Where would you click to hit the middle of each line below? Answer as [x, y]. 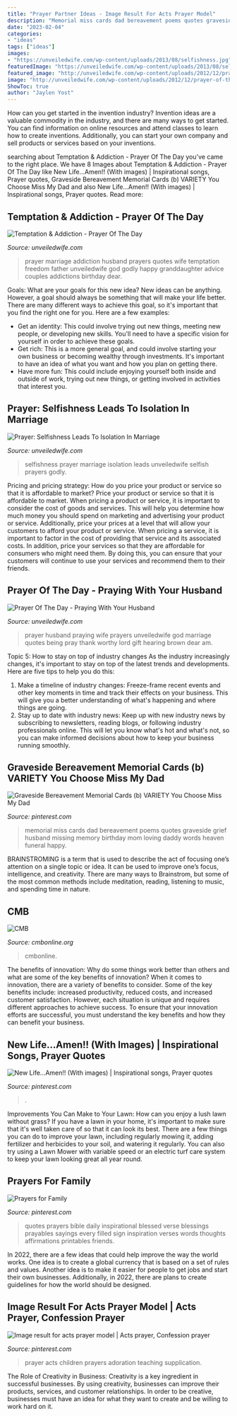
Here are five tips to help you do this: [61, 671]
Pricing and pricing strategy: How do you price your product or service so [115, 485]
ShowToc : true [28, 86]
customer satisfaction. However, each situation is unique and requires [109, 1000]
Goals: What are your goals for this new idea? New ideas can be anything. [115, 290]
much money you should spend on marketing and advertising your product [116, 515]
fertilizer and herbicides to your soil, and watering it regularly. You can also [116, 1144]
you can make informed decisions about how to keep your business [116, 738]
